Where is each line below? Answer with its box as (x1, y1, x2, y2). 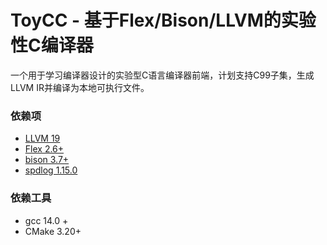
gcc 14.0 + (24, 214, 69, 226)
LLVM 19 (24, 132, 61, 145)
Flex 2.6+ (24, 143, 65, 155)
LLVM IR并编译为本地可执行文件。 (10, 81, 150, 93)
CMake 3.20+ (24, 225, 82, 237)
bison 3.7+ (24, 154, 70, 166)
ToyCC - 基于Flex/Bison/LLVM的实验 (10, 9, 317, 32)
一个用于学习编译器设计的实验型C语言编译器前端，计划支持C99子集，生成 (10, 69, 315, 81)
